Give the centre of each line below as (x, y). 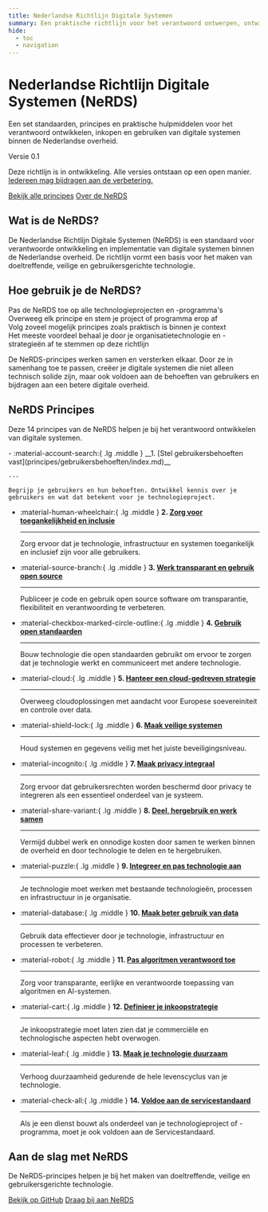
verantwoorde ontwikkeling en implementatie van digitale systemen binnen (131, 248)
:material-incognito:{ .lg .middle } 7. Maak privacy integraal (117, 763)
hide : (17, 30)
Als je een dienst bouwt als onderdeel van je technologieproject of (128, 1123)
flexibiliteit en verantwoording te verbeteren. (93, 607)
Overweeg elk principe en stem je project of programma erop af (113, 318)
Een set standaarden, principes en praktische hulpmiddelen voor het (120, 124)
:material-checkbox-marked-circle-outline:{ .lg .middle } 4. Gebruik (130, 623)
